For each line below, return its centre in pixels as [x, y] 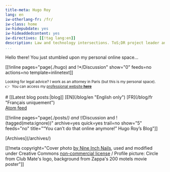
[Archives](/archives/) [28, 138]
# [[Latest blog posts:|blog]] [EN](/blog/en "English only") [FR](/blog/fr [79, 97]
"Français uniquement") [30, 102]
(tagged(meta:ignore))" [30, 123]
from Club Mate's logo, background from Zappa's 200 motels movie [76, 159]
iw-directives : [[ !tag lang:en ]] [40, 38]
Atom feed [16, 108]
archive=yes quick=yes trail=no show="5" [98, 123]
